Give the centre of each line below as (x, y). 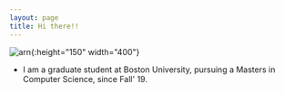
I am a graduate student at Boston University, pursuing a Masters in (149, 70)
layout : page (34, 18)
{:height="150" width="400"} (85, 51)
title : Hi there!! (44, 26)
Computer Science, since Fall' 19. (85, 79)
